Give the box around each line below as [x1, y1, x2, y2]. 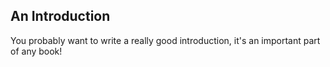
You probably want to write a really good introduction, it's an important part [10, 34, 321, 46]
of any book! [10, 45, 63, 57]
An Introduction [10, 8, 111, 25]
